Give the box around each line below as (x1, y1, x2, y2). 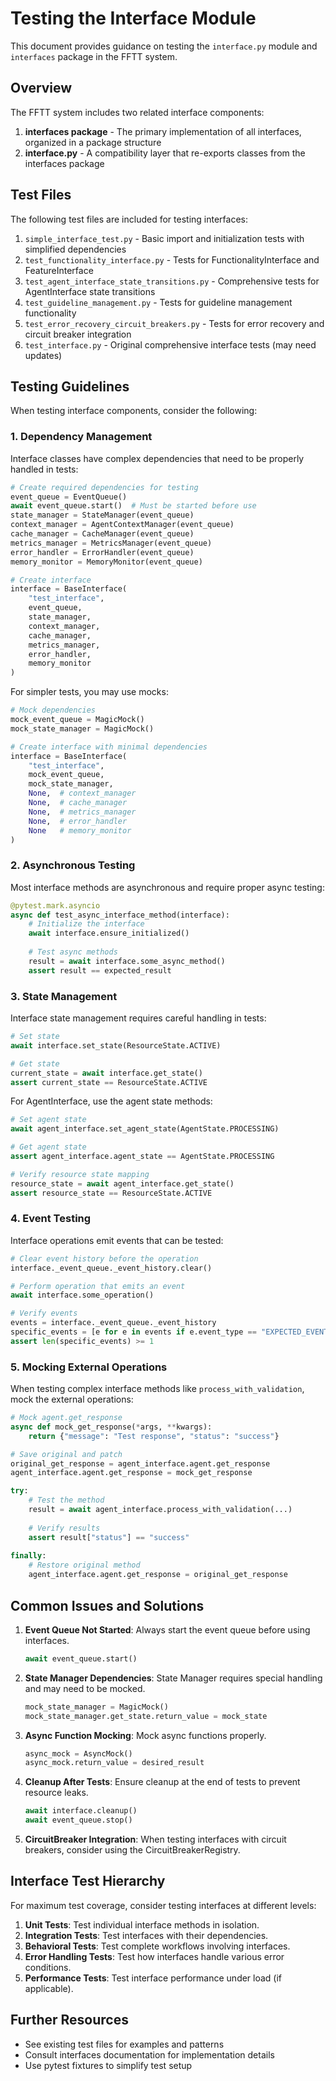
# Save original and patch (10, 1449, 123, 1459)
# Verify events (10, 1308, 78, 1319)
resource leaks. (24, 1787, 89, 1799)
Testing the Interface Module (10, 7, 257, 30)
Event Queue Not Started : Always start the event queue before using (24, 1623, 311, 1636)
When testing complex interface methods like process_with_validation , (10, 1383, 305, 1395)
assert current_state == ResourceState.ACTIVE (10, 1077, 208, 1087)
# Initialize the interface (28, 919, 145, 929)
